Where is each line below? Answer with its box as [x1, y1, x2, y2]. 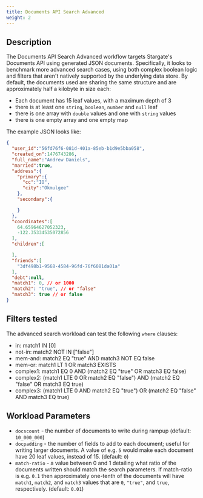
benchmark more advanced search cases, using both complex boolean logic [6, 66, 198, 73]
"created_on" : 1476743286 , [12, 151, 78, 158]
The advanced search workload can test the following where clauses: [6, 330, 178, 337]
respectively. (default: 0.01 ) [15, 485, 84, 492]
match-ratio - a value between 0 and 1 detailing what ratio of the [15, 459, 177, 466]
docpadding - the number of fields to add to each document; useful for [15, 440, 190, 447]
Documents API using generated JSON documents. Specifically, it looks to [6, 59, 192, 67]
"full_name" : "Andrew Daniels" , [12, 156, 91, 163]
